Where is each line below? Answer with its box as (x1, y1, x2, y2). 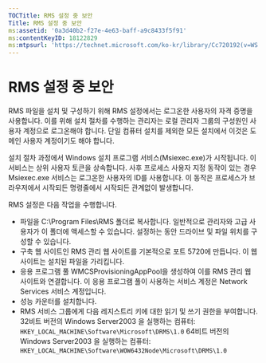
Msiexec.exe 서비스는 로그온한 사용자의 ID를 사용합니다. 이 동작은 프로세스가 (8, 173, 248, 183)
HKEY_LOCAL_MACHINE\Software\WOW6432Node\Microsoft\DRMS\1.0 (19, 347, 228, 355)
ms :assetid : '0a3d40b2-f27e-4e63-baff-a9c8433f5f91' (8, 26, 187, 34)
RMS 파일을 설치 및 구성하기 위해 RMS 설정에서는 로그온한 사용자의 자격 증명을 (8, 106, 253, 116)
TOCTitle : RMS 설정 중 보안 (8, 11, 93, 20)
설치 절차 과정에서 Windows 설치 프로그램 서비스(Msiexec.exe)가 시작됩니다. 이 (8, 153, 257, 163)
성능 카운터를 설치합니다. (19, 297, 97, 306)
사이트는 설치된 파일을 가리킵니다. (19, 257, 125, 266)
